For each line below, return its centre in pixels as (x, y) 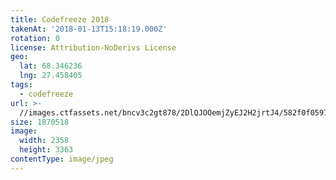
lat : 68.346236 (51, 66)
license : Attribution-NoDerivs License (93, 47)
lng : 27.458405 (51, 76)
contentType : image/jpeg (62, 159)
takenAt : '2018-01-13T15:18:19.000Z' (89, 29)
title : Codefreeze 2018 (60, 19)
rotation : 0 (35, 38)
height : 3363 (46, 150)
